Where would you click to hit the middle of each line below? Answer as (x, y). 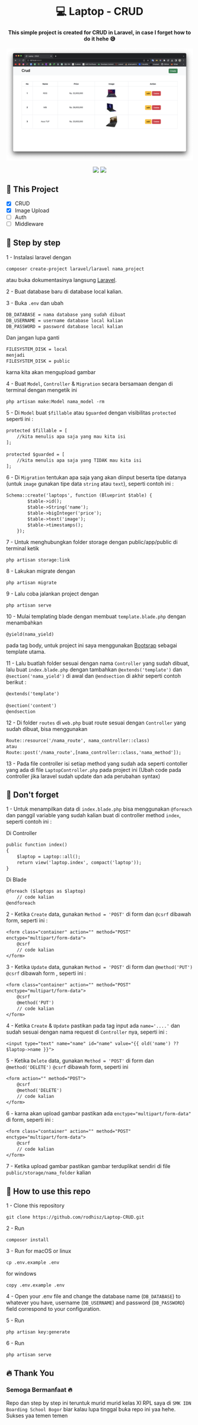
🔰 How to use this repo (48, 1191)
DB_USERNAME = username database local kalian (65, 321)
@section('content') (32, 705)
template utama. (26, 651)
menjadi (16, 355)
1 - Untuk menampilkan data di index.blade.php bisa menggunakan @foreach (99, 809)
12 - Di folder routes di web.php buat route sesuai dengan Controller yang (96, 723)
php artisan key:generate (38, 1332)
